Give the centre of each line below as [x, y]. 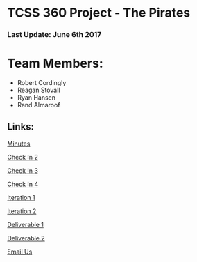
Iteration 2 [22, 211]
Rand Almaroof [38, 105]
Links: [21, 127]
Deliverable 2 [26, 238]
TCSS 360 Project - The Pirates [99, 13]
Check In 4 [23, 184]
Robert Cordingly [42, 83]
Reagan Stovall [38, 90]
